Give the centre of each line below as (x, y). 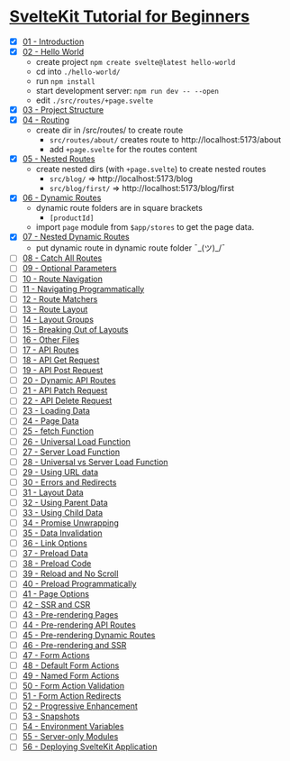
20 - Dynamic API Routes (69, 380)
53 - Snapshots (51, 716)
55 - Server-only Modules (70, 737)
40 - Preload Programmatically (79, 584)
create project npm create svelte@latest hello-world (136, 62)
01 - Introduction (53, 41)
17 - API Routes (50, 350)
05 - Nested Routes (59, 159)
